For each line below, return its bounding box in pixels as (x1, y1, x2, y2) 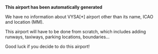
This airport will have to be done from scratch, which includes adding (5, 29, 146, 34)
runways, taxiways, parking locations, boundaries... (5, 34, 110, 40)
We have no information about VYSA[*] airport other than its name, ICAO (5, 14, 154, 19)
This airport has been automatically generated (5, 4, 103, 10)
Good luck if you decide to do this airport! (5, 44, 90, 49)
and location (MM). (5, 19, 44, 25)
